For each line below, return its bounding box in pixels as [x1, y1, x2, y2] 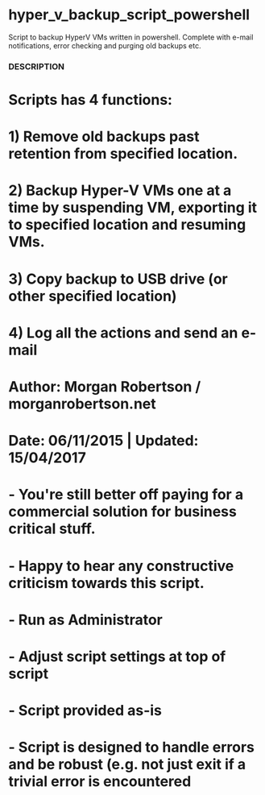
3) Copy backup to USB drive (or [8, 270, 228, 288]
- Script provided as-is [8, 702, 163, 720]
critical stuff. [8, 520, 96, 538]
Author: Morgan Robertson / [8, 377, 201, 395]
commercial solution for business [8, 503, 238, 521]
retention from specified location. [8, 145, 238, 163]
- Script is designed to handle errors [8, 739, 255, 756]
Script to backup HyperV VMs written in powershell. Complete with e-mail [8, 32, 254, 42]
